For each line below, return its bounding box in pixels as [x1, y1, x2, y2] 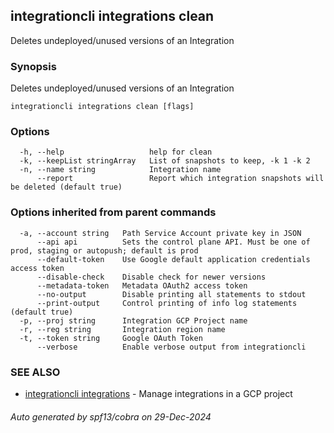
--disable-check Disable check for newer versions [36, 272, 267, 282]
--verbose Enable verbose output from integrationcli [36, 342, 307, 352]
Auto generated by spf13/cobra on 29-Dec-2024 [10, 410, 212, 423]
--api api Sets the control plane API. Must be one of [36, 237, 311, 247]
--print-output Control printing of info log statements [36, 298, 298, 308]
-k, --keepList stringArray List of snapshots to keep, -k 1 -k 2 [19, 156, 311, 166]
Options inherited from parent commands [10, 205, 217, 219]
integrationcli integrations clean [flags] [10, 102, 195, 112]
